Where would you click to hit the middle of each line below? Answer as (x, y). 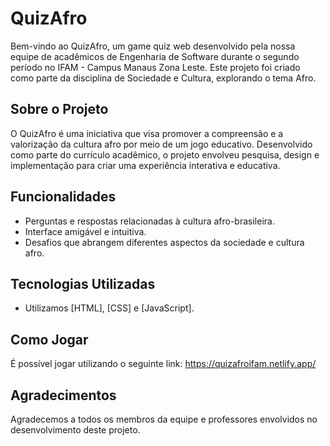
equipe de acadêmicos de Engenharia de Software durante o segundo (155, 56)
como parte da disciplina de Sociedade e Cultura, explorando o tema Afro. (163, 78)
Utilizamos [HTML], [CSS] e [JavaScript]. (109, 308)
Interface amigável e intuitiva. (85, 231)
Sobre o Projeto (59, 109)
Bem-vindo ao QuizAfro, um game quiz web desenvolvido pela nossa (153, 46)
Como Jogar (49, 339)
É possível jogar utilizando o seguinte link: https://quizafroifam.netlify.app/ (163, 364)
